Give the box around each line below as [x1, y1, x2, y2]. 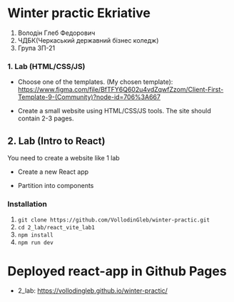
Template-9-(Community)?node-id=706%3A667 [17, 93, 161, 101]
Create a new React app [17, 167, 89, 176]
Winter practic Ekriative [7, 5, 151, 21]
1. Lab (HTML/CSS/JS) [7, 61, 86, 71]
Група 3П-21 [17, 43, 56, 52]
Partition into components [17, 182, 94, 190]
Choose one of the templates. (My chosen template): [17, 78, 173, 86]
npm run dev [17, 239, 54, 246]
